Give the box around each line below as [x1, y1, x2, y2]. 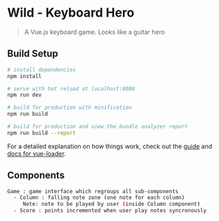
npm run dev [7, 91, 42, 98]
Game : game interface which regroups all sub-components [7, 188, 179, 195]
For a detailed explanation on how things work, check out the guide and [7, 142, 213, 150]
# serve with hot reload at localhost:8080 [7, 85, 136, 92]
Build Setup [7, 48, 58, 60]
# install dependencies [7, 66, 76, 73]
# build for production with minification [7, 104, 132, 112]
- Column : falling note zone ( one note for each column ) [13, 194, 186, 202]
